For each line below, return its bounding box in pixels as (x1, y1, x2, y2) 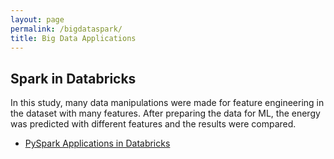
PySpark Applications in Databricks (24, 137, 171, 150)
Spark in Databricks (10, 70, 137, 87)
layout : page (10, 14, 65, 25)
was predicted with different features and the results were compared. (10, 118, 297, 130)
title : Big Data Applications (10, 33, 137, 43)
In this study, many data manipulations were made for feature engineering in (10, 97, 325, 109)
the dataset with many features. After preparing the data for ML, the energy (10, 107, 321, 120)
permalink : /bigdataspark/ (10, 24, 123, 34)
